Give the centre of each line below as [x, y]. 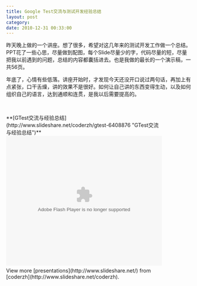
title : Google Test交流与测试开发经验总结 [54, 11]
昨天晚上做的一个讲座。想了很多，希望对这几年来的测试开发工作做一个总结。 [98, 45]
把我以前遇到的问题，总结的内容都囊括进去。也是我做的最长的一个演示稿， [96, 60]
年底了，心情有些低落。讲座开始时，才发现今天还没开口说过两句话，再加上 [96, 80]
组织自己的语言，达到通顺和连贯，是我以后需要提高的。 [73, 94]
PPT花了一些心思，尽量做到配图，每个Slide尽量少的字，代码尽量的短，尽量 [97, 53]
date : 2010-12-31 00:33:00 [39, 28]
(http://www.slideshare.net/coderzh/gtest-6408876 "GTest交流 [82, 125]
